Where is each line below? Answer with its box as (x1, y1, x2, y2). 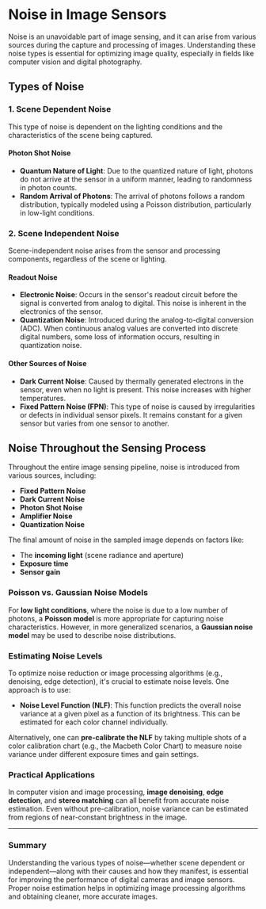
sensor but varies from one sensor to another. (19, 418, 170, 428)
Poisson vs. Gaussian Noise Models (8, 587, 149, 598)
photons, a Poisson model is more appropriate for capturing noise (8, 613, 224, 623)
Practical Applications (8, 769, 95, 780)
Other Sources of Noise (8, 358, 87, 368)
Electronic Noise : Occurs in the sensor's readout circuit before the (19, 290, 238, 300)
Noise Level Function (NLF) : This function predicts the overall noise (19, 700, 241, 710)
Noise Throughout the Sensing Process (8, 441, 207, 455)
